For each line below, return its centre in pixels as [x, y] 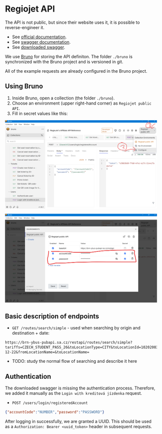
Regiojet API [30, 9]
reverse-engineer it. [25, 27]
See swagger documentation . [41, 42]
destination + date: [31, 333]
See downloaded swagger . [39, 47]
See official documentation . [39, 37]
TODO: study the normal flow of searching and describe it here [74, 361]
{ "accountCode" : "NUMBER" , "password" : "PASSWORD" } [55, 412]
